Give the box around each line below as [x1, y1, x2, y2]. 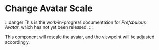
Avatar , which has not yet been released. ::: [5, 24, 93, 30]
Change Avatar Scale [5, 3, 93, 14]
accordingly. [5, 39, 30, 45]
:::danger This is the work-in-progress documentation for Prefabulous [5, 19, 146, 25]
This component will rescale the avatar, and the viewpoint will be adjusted [5, 34, 155, 40]
